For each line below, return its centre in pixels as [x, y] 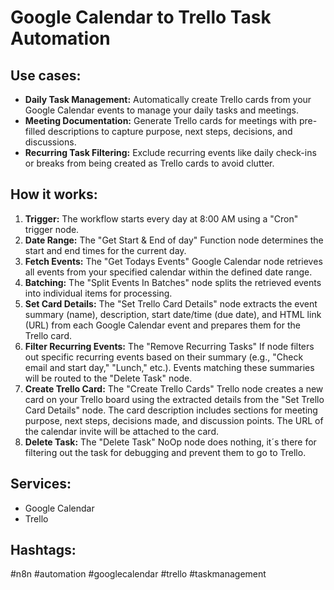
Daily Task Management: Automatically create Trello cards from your [168, 99]
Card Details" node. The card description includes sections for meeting [171, 410]
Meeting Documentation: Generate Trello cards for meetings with [160, 120]
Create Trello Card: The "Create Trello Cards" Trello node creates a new [174, 388]
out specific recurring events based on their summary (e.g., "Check [164, 357]
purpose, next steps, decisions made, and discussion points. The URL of [174, 420]
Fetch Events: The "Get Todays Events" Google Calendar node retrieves [173, 261]
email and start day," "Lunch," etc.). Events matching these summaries [169, 367]
